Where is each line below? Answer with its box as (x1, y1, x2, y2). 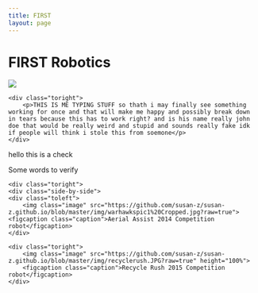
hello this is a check (8, 150, 73, 160)
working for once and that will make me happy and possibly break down (8, 108, 250, 116)
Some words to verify (8, 165, 79, 175)
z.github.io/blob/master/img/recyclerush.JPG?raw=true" (8, 257, 197, 265)
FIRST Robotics (8, 53, 111, 71)
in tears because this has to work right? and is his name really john (8, 115, 250, 123)
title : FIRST (8, 11, 52, 20)
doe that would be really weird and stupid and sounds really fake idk (8, 122, 250, 130)
